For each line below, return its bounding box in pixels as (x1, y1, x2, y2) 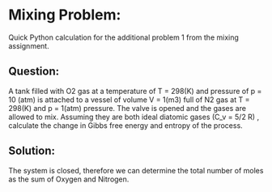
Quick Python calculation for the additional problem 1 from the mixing (8, 32, 239, 42)
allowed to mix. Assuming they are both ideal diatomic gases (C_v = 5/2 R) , (8, 112, 260, 122)
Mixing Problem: (8, 6, 121, 24)
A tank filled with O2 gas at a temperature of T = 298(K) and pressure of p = (8, 86, 262, 96)
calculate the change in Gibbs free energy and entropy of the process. (8, 120, 243, 130)
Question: (8, 65, 60, 79)
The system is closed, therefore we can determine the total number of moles (8, 165, 264, 175)
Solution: (8, 144, 55, 158)
